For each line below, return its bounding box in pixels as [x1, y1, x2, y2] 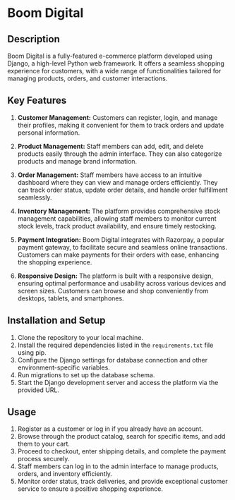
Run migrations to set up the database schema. [17, 370, 155, 379]
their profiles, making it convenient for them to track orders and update [17, 121, 224, 129]
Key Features [7, 94, 67, 106]
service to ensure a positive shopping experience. [17, 484, 164, 493]
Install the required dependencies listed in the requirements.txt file [17, 341, 214, 349]
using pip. [17, 348, 47, 357]
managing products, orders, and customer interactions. [7, 74, 168, 83]
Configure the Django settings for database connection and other [17, 355, 208, 364]
